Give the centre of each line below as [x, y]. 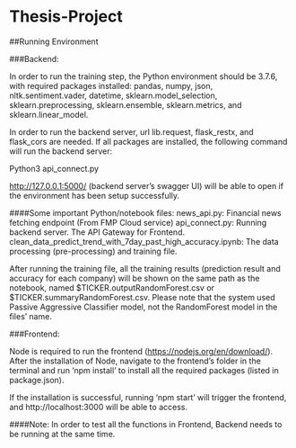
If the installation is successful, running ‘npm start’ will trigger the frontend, [148, 397]
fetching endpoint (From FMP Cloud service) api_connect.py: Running [138, 222]
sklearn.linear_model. [49, 114]
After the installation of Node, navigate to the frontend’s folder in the [135, 361]
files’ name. [30, 316]
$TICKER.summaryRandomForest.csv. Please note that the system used [142, 297]
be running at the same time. [62, 434]
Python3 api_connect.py [54, 168]
